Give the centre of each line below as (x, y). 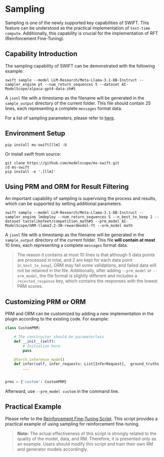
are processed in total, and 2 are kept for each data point (75, 260)
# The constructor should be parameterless (59, 337)
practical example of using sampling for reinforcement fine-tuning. (72, 424)
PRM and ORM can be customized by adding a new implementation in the (79, 314)
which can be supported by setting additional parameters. (64, 204)
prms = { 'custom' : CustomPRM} (36, 382)
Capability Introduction (41, 54)
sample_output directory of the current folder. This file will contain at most (80, 240)
